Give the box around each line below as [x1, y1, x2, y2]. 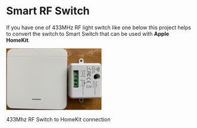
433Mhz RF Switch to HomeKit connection [6, 115, 111, 123]
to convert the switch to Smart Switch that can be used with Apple [6, 30, 170, 37]
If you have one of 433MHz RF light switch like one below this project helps [6, 24, 192, 31]
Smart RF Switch [6, 4, 90, 18]
